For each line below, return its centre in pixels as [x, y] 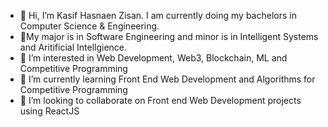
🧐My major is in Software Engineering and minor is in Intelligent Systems [169, 36]
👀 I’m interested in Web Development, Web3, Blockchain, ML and [153, 58]
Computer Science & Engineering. [89, 26]
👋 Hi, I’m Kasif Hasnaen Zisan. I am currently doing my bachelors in [158, 15]
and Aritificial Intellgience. [73, 47]
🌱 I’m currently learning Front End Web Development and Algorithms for [167, 79]
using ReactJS [49, 111]
